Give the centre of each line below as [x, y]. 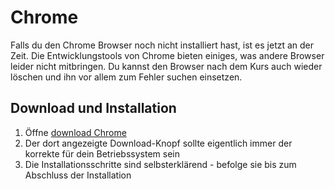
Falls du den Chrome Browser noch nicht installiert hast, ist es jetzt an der [162, 45]
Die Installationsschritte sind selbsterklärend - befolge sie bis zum [160, 164]
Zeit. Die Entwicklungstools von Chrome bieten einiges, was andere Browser [167, 55]
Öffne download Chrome [75, 132]
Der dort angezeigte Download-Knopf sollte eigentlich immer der [158, 143]
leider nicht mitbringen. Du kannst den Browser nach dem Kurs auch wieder [166, 66]
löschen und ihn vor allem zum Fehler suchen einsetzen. [126, 77]
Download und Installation [93, 108]
